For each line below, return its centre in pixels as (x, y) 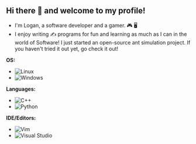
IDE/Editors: (21, 118)
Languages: (21, 89)
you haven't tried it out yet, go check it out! (66, 49)
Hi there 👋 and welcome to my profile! (76, 11)
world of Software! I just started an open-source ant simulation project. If (102, 42)
